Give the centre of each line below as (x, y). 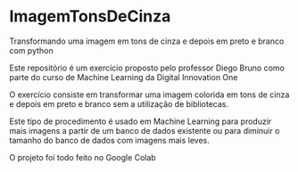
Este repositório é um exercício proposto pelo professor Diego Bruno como (147, 68)
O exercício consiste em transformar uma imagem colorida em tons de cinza (149, 94)
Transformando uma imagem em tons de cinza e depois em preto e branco (147, 41)
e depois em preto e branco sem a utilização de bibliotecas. (119, 103)
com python (31, 50)
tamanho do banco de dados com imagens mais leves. (109, 140)
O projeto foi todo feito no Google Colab (83, 157)
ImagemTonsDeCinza (90, 16)
